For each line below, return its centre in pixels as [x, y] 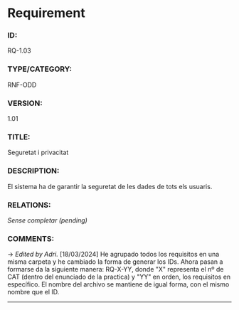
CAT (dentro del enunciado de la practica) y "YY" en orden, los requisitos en [119, 277]
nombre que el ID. [33, 292]
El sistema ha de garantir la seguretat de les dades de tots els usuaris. [110, 186]
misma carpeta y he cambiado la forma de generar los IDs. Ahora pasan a [115, 262]
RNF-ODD [22, 85]
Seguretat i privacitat [38, 153]
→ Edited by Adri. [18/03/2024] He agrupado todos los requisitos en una [113, 255]
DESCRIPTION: [33, 171]
